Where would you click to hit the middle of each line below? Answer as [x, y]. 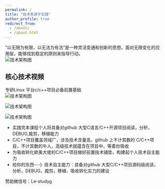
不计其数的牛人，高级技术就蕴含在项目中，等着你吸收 [75, 146]
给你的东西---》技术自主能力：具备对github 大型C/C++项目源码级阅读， [85, 164]
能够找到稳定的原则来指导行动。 [50, 53]
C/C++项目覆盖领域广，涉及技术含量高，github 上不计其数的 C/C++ [81, 140]
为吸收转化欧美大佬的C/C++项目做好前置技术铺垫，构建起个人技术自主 [84, 152]
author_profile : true [27, 19]
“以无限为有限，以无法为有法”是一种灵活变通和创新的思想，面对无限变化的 [81, 47]
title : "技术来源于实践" [28, 14]
